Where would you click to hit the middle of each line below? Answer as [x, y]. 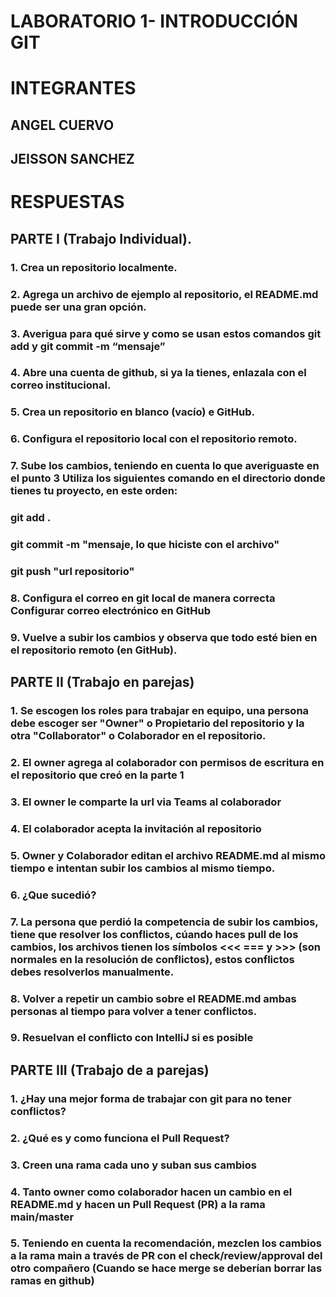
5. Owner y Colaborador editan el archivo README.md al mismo [168, 855]
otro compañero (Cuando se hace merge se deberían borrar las [166, 1268]
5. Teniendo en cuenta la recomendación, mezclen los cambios [166, 1243]
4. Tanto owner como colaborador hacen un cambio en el [151, 1192]
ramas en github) [52, 1281]
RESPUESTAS [67, 202]
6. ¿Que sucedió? [53, 895]
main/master [42, 1217]
